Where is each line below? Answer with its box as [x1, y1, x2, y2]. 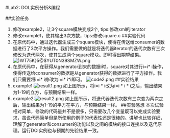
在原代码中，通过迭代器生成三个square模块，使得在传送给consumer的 [12, 39, 161, 45]
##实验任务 [5, 15, 29, 21]
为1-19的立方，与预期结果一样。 [12, 89, 80, 95]
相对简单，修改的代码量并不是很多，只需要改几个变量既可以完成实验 [12, 108, 156, 114]
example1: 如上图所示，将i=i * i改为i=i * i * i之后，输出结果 [12, 83, 162, 88]
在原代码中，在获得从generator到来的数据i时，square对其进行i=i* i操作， [12, 63, 166, 70]
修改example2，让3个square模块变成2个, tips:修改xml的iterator [12, 26, 146, 32]
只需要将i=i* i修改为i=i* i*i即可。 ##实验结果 [17, 76, 139, 82]
